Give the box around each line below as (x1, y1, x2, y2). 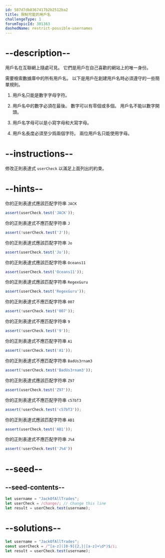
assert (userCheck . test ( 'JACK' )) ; (5, 210, 75, 215)
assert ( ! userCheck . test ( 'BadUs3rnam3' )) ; (5, 367, 93, 373)
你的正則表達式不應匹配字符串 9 (5, 318, 70, 324)
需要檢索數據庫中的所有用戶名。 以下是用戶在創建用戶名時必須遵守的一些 (5, 76, 155, 82)
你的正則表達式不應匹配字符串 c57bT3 (5, 397, 81, 403)
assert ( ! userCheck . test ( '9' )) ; (5, 328, 70, 333)
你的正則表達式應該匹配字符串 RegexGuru (5, 279, 88, 285)
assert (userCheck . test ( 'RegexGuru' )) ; (5, 289, 86, 294)
